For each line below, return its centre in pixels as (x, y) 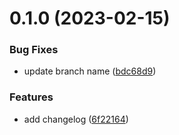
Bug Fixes (34, 50)
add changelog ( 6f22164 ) (76, 119)
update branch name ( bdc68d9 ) (90, 71)
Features (31, 97)
